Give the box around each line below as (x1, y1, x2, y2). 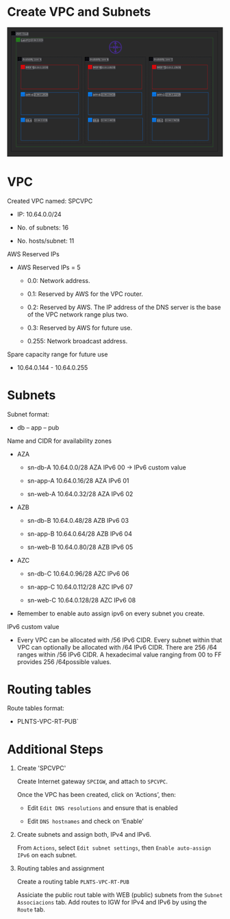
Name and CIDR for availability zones (7, 437, 112, 445)
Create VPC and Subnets (7, 4, 151, 20)
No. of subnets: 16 (16, 223, 69, 232)
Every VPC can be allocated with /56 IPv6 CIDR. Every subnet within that (16, 635, 222, 644)
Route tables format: (7, 704, 65, 713)
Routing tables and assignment (16, 864, 105, 872)
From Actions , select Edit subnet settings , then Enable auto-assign (16, 844, 212, 852)
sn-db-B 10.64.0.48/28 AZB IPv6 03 (27, 516, 129, 524)
